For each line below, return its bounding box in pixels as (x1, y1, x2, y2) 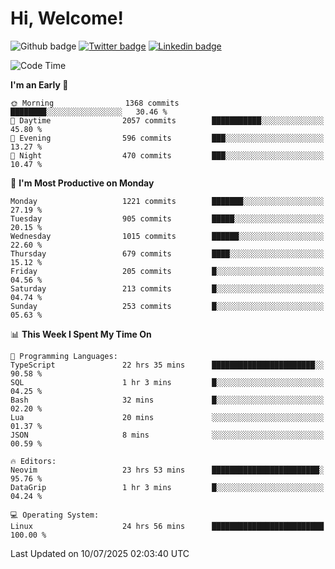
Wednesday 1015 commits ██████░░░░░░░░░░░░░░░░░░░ (10, 231, 325, 241)
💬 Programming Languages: (10, 351, 118, 361)
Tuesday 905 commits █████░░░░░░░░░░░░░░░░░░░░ (10, 213, 325, 224)
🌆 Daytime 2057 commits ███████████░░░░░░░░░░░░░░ (10, 115, 325, 126)
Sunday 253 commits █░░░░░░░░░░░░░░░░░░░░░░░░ (10, 301, 325, 311)
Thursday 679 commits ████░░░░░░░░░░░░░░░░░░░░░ (10, 248, 325, 259)
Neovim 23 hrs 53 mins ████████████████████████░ (10, 465, 325, 475)
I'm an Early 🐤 (10, 78, 69, 91)
